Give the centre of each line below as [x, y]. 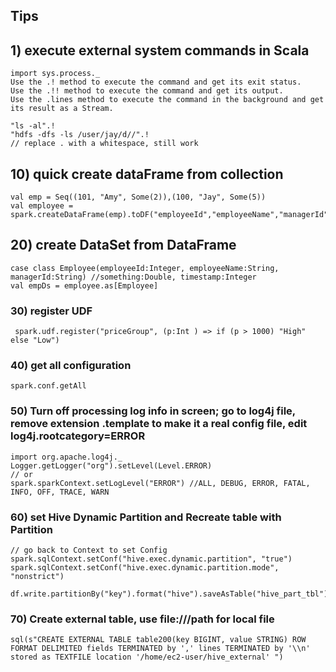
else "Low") [35, 340]
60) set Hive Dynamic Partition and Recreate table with [146, 517]
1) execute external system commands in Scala [160, 50]
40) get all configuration [71, 366]
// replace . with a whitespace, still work [104, 144]
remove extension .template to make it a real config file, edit [159, 424]
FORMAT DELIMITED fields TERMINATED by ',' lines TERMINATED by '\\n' [160, 649]
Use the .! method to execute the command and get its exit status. [156, 82]
